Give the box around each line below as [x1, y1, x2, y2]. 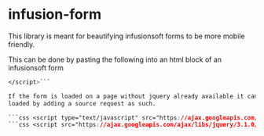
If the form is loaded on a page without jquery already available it [8, 92, 244, 100]
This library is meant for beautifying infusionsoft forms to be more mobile [8, 31, 245, 41]
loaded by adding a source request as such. [8, 99, 156, 107]
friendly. [8, 39, 35, 48]
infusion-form [8, 5, 102, 23]
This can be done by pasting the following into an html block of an [8, 55, 222, 64]
